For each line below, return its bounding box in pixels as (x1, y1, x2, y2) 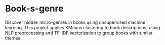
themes (5, 35, 21, 41)
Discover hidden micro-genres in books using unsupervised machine (5, 19, 146, 25)
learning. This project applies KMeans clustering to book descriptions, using (5, 24, 161, 30)
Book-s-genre (5, 3, 64, 14)
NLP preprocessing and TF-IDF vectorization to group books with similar (5, 30, 153, 36)
